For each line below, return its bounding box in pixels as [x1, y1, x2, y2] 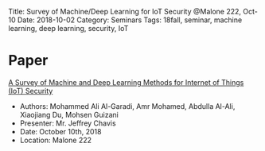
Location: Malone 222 [19, 135, 92, 145]
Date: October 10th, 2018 [19, 126, 102, 136]
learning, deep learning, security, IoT [8, 24, 129, 33]
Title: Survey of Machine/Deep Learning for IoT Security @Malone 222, [8, 7, 241, 16]
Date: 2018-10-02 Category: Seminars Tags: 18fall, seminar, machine [17, 15, 243, 25]
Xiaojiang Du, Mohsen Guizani [19, 110, 119, 119]
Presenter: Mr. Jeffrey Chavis [19, 118, 117, 128]
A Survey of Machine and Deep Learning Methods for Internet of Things [8, 77, 244, 87]
